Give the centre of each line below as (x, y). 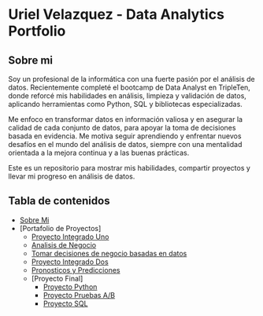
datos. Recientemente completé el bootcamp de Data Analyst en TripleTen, (129, 87)
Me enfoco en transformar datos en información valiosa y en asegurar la (125, 119)
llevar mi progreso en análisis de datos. (72, 176)
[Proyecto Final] (57, 278)
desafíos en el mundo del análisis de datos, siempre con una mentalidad (125, 144)
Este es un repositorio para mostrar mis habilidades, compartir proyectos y (129, 168)
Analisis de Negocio (64, 244)
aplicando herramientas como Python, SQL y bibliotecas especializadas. (125, 104)
